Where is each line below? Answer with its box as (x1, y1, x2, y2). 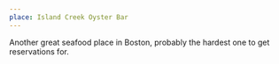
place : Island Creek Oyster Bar (9, 12, 128, 22)
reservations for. (9, 46, 69, 57)
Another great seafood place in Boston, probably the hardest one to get (9, 37, 270, 47)
